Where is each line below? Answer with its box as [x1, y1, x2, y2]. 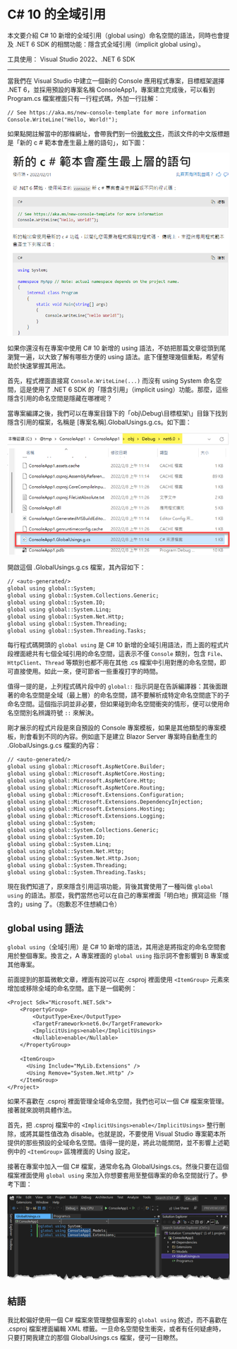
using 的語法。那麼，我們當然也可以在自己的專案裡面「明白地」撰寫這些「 [7, 891, 223, 900]
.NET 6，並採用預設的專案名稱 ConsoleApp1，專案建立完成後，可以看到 [7, 85, 215, 94]
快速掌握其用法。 [19, 361, 69, 370]
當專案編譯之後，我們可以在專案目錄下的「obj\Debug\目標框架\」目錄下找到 [7, 409, 228, 417]
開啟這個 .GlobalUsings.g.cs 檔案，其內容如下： [7, 563, 146, 571]
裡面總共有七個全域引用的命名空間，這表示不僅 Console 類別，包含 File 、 [13, 650, 227, 658]
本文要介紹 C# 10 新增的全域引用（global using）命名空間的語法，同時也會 [7, 31, 224, 40]
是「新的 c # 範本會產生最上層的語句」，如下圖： [7, 138, 147, 147]
